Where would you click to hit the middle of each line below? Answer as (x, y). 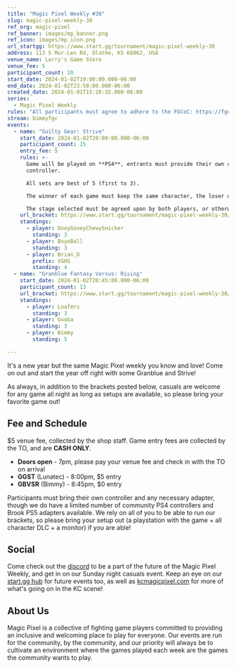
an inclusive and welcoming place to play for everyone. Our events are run (115, 635)
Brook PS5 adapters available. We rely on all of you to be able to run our (111, 512)
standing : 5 (50, 339)
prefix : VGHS (52, 261)
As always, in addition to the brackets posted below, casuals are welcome (114, 387)
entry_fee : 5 (39, 151)
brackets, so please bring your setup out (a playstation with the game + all (115, 520)
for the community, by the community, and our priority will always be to (110, 643)
